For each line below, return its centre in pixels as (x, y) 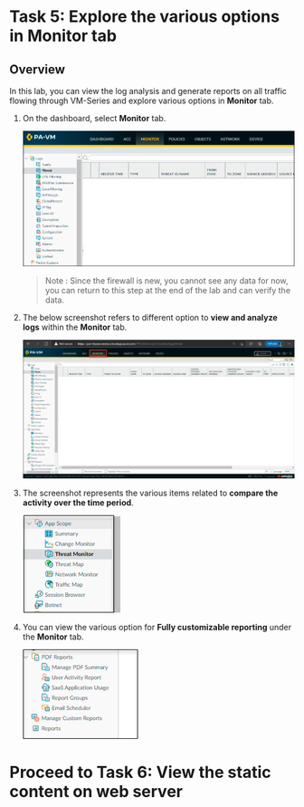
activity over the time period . (78, 502)
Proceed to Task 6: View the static (140, 772)
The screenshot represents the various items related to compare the (150, 493)
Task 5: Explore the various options (145, 17)
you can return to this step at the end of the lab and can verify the (168, 291)
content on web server (96, 791)
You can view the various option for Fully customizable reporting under (157, 627)
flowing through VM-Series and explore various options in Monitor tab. (142, 101)
